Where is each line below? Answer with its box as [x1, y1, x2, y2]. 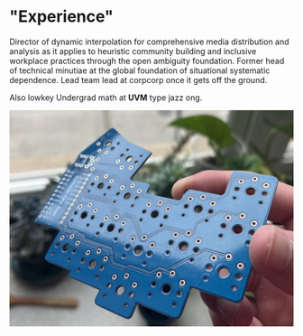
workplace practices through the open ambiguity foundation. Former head [9, 55, 285, 66]
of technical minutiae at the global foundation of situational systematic [9, 65, 271, 76]
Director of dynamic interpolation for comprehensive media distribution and [9, 36, 290, 47]
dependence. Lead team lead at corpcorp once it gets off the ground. [9, 74, 268, 85]
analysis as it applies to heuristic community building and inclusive [9, 45, 257, 56]
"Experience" [9, 6, 115, 27]
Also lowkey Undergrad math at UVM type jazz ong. [9, 92, 203, 103]
